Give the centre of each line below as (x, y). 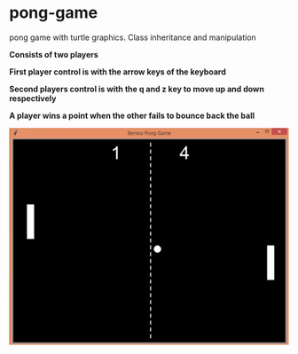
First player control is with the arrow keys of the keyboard (118, 71)
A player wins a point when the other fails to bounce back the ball (132, 115)
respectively (33, 98)
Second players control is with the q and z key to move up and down (137, 89)
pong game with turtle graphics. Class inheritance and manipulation (133, 37)
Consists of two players (54, 54)
